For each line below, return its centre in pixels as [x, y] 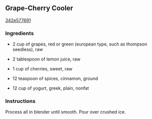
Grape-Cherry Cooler [39, 8]
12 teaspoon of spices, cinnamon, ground [55, 78]
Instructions [21, 101]
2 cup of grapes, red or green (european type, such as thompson [80, 44]
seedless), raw [28, 49]
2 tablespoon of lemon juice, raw [46, 59]
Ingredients [20, 33]
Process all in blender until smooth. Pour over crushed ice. [66, 112]
